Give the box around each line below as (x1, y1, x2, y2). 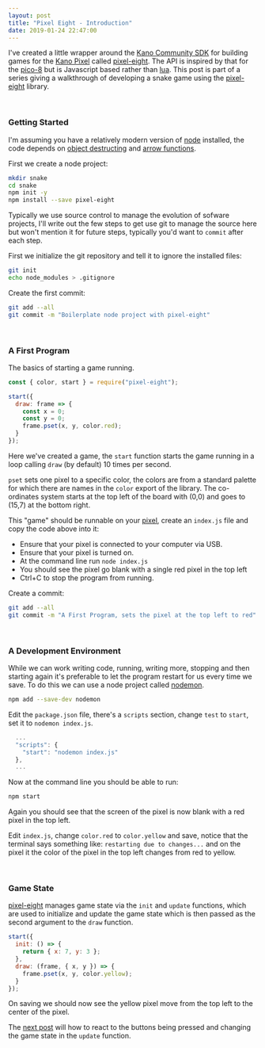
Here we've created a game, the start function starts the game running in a (8, 451, 255, 461)
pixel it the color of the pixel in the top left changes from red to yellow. (8, 847, 236, 857)
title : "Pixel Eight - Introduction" (8, 19, 133, 27)
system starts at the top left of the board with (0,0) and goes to (40, 491, 246, 501)
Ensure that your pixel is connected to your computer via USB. (19, 539, 223, 549)
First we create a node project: (8, 159, 108, 168)
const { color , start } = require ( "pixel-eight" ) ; (8, 378, 179, 386)
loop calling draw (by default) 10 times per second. (8, 459, 172, 469)
